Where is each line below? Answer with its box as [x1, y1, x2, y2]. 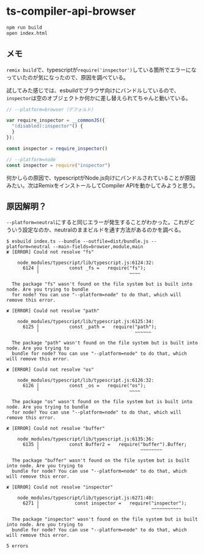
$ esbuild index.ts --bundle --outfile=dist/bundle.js [6, 238, 149, 245]
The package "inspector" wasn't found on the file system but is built [12, 516, 199, 523]
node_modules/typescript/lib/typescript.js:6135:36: [17, 436, 155, 442]
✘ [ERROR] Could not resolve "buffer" [6, 426, 105, 432]
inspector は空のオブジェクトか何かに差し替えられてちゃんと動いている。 [6, 94, 191, 101]
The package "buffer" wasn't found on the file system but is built [12, 457, 190, 464]
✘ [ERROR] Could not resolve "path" [6, 308, 100, 314]
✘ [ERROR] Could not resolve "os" [6, 366, 95, 373]
